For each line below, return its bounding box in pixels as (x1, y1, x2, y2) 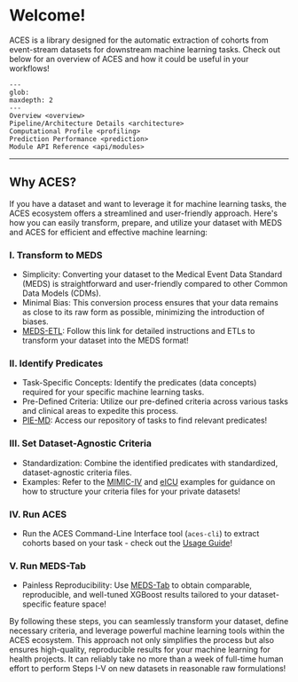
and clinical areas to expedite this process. (21, 406, 179, 416)
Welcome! (9, 5, 86, 26)
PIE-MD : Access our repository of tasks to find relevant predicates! (21, 415, 268, 426)
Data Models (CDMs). (21, 288, 102, 298)
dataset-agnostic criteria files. (21, 467, 132, 478)
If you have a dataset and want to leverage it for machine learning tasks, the (9, 198, 286, 209)
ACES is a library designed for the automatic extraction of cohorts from (9, 35, 269, 45)
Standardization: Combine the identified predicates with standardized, (21, 457, 278, 468)
